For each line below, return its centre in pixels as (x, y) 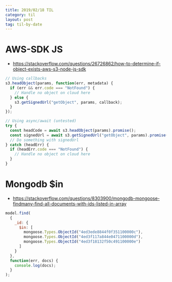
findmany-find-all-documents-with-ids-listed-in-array (70, 204)
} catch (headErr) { (27, 145)
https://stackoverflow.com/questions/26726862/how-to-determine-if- (87, 64)
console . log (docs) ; (35, 265)
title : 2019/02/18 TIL (29, 10)
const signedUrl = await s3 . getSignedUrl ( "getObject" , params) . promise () (90, 135)
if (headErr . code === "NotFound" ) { (49, 149)
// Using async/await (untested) (41, 121)
